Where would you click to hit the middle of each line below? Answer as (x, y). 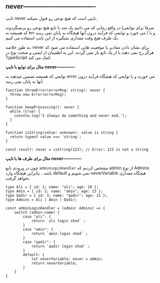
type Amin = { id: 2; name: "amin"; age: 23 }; (54, 191)
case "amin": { (38, 229)
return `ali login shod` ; (58, 221)
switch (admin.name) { (37, 212)
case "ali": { (37, 216)
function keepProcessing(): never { (42, 107)
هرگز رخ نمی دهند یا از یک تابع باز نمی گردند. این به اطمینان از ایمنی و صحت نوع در (80, 52)
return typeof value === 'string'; (46, 137)
